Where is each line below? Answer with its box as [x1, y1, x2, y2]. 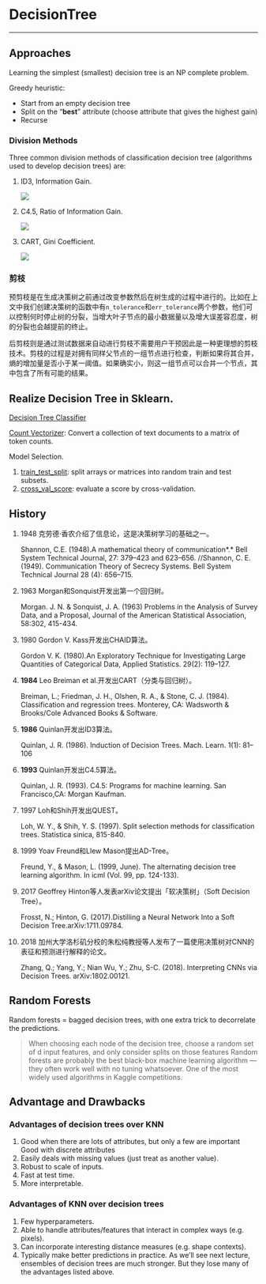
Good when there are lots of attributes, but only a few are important [20, 1137, 241, 1146]
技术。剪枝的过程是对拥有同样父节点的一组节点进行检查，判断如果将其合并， [9, 349, 258, 358]
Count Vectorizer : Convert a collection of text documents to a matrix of [9, 429, 240, 438]
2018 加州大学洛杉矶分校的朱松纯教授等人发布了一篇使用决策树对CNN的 [20, 937, 255, 946]
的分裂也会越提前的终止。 [9, 322, 92, 331]
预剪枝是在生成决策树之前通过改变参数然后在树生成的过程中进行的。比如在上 [9, 293, 258, 302]
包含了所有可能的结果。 [15, 368, 92, 378]
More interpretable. [20, 1179, 84, 1188]
